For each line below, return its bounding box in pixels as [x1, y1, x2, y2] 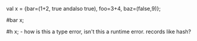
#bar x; [6, 17, 24, 23]
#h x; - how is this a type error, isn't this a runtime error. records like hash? [6, 28, 192, 35]
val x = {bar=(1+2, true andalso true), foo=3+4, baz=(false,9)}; [6, 5, 161, 12]
